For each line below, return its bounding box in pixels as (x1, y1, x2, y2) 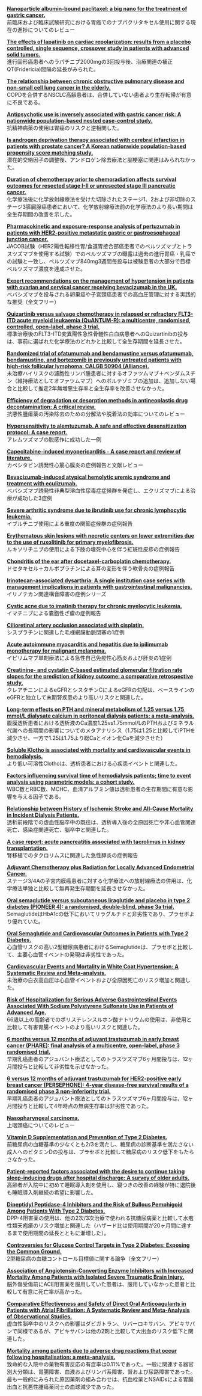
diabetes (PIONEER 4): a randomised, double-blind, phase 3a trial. (7, 903, 174, 910)
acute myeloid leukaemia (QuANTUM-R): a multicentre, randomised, (16, 317, 191, 324)
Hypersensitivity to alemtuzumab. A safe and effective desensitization (7, 422, 187, 429)
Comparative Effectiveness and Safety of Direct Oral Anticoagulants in (7, 1300, 186, 1307)
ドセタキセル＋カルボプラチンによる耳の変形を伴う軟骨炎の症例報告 (7, 565, 175, 572)
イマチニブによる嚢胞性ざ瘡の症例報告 (7, 610, 101, 617)
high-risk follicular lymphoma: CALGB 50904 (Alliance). (7, 363, 149, 369)
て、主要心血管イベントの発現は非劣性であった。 (7, 951, 128, 958)
